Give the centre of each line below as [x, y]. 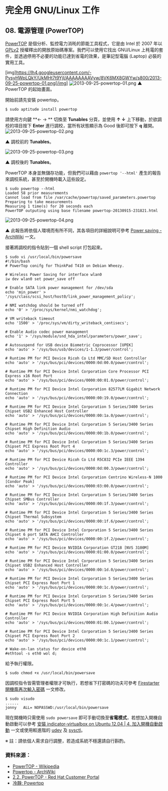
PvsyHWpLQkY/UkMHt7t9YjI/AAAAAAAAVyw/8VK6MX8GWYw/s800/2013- [83, 78]
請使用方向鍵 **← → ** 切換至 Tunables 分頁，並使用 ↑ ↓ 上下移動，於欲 [81, 119]
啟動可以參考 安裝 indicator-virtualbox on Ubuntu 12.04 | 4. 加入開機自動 [84, 724]
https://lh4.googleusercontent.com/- [54, 73]
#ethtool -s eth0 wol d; [31, 654]
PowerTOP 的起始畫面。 [30, 89]
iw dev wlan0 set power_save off [40, 279]
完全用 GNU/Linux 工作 [52, 10]
